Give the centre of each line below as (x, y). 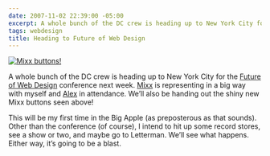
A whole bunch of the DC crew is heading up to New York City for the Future (135, 76)
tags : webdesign (35, 31)
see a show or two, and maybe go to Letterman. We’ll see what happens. (129, 135)
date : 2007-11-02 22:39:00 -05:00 (66, 16)
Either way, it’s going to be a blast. (65, 144)
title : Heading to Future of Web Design (77, 38)
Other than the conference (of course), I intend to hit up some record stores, (135, 126)
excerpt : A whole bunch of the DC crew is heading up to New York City (131, 23)
